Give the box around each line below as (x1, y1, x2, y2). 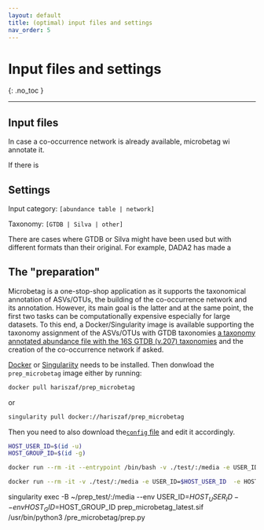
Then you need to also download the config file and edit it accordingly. (8, 427, 236, 437)
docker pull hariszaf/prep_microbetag (8, 383, 135, 391)
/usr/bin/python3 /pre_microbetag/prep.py (8, 512, 145, 522)
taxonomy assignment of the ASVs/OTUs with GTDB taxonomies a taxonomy (8, 327, 256, 338)
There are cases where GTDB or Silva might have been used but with (8, 234, 232, 243)
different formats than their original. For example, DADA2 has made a (8, 243, 232, 252)
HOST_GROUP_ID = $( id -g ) (8, 449, 86, 458)
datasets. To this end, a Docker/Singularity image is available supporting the (8, 320, 255, 329)
